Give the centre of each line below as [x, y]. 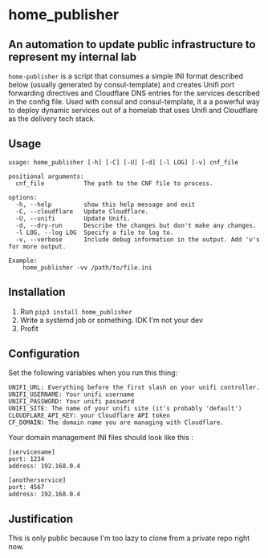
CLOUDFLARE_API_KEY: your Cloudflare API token [89, 416]
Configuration [44, 354]
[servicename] [32, 452]
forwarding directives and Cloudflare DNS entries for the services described [134, 93]
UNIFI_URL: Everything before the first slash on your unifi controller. [134, 388]
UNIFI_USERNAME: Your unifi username [71, 394]
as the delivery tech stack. [52, 119]
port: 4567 [26, 487]
